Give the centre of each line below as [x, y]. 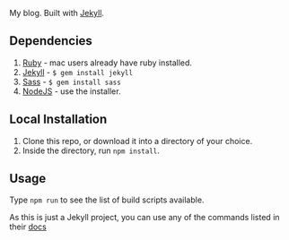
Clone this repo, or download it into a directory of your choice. [137, 141]
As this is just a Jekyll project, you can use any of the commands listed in [144, 218]
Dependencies [51, 41]
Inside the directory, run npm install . [91, 150]
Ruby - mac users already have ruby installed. [107, 63]
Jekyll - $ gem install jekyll [77, 72]
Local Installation [58, 120]
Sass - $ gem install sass [71, 81]
